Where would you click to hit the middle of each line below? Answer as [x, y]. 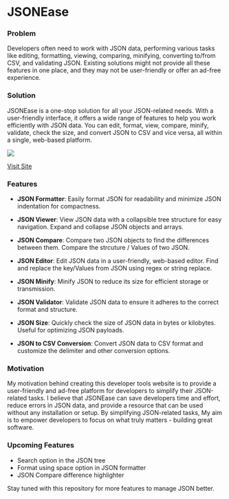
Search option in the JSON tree [61, 460]
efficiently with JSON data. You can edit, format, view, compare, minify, [108, 125]
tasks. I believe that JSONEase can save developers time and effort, [124, 398]
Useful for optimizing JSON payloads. [70, 330]
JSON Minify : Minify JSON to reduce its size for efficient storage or [113, 282]
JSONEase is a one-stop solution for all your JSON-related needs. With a [110, 110]
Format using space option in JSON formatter [81, 467]
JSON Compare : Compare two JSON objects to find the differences [113, 240]
